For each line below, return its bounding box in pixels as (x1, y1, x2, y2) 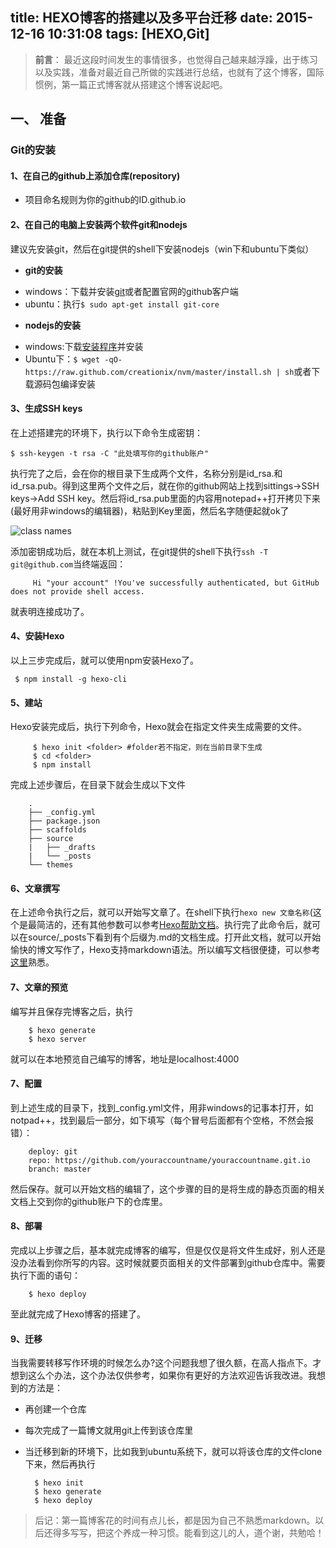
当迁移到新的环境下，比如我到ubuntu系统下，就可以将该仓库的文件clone (24, 1446, 323, 1458)
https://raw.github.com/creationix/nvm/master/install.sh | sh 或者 (24, 365, 312, 377)
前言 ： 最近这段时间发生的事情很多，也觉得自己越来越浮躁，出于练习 (34, 53, 318, 65)
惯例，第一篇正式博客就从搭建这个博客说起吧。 (34, 78, 228, 90)
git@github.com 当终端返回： (10, 558, 127, 570)
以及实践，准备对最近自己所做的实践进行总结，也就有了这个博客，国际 (34, 66, 325, 78)
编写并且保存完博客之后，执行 (10, 1005, 133, 1017)
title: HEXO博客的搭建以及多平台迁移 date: (10, 9, 273, 27)
